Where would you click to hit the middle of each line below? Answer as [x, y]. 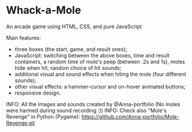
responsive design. [38, 93]
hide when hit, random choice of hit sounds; [68, 67]
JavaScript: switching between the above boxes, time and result [92, 55]
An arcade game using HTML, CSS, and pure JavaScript [74, 26]
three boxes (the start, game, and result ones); [71, 49]
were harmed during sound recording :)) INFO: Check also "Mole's [86, 110]
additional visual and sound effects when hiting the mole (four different [100, 74]
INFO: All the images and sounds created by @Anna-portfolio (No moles [93, 104]
